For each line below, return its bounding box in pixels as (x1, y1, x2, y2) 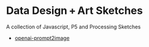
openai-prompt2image (14, 34, 70, 41)
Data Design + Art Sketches (6, 4, 143, 17)
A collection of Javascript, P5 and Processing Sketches (6, 23, 141, 30)
